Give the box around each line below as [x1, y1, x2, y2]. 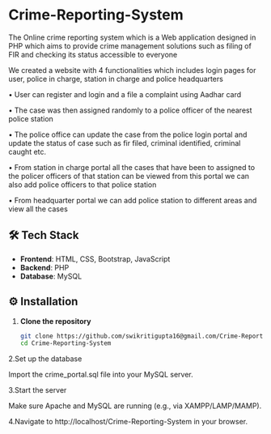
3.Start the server [8, 385, 67, 395]
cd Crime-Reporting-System [19, 339, 112, 347]
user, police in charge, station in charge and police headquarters [8, 74, 224, 83]
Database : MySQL [19, 271, 83, 281]
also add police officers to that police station [8, 180, 157, 189]
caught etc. [8, 147, 47, 156]
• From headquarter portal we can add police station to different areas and [8, 195, 257, 205]
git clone [19, 332, 54, 340]
